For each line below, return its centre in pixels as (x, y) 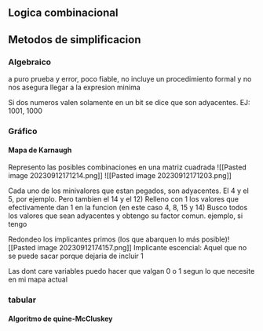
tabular (22, 300)
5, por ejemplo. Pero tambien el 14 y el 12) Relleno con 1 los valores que (124, 199)
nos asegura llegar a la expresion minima (75, 87)
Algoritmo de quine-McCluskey (60, 318)
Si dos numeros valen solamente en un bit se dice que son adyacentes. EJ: (129, 103)
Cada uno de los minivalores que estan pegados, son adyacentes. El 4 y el (128, 191)
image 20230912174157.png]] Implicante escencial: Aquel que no (142, 248)
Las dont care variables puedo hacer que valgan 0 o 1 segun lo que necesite (131, 271)
